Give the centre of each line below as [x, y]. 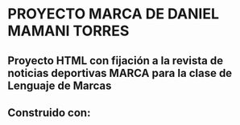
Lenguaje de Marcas [60, 85]
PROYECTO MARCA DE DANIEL [113, 14]
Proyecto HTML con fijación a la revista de [116, 60]
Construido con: [49, 113]
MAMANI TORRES [68, 31]
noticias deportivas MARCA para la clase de [120, 73]
